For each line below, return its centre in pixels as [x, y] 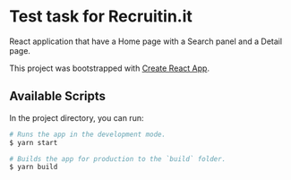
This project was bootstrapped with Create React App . [110, 68]
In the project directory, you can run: [77, 117]
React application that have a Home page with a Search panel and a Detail [146, 41]
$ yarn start [34, 142]
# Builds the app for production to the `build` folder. [118, 159]
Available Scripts [57, 96]
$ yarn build [34, 167]
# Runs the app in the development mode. [88, 134]
